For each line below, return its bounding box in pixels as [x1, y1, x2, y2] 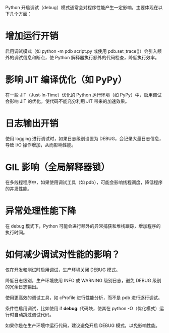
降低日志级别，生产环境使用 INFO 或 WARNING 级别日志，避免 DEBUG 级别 [5, 277, 161, 283]
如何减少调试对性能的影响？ [5, 249, 121, 260]
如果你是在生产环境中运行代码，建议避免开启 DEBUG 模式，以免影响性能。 [5, 322, 160, 328]
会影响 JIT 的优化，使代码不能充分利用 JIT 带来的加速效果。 [5, 98, 130, 104]
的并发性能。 [5, 186, 32, 192]
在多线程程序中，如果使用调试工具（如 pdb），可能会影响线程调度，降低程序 [5, 179, 163, 185]
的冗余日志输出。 [5, 283, 41, 290]
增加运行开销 [5, 30, 59, 42]
